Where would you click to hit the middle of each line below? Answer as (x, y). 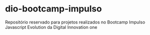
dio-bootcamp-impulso (53, 9)
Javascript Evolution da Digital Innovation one (51, 27)
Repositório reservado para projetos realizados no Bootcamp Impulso (75, 22)
